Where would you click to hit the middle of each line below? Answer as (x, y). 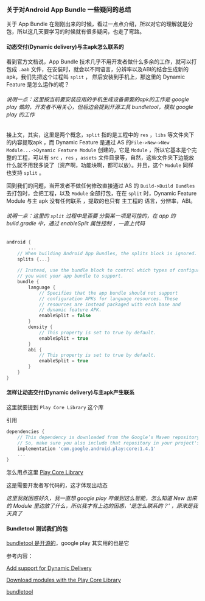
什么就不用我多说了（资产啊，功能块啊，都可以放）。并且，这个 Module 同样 (100, 165)
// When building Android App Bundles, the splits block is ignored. (107, 253)
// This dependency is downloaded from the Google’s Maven (94, 437)
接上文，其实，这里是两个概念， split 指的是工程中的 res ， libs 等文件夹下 (100, 135)
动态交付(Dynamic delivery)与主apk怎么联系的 (65, 46)
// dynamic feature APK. (70, 310)
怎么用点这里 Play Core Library (45, 473)
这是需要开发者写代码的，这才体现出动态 (57, 485)
